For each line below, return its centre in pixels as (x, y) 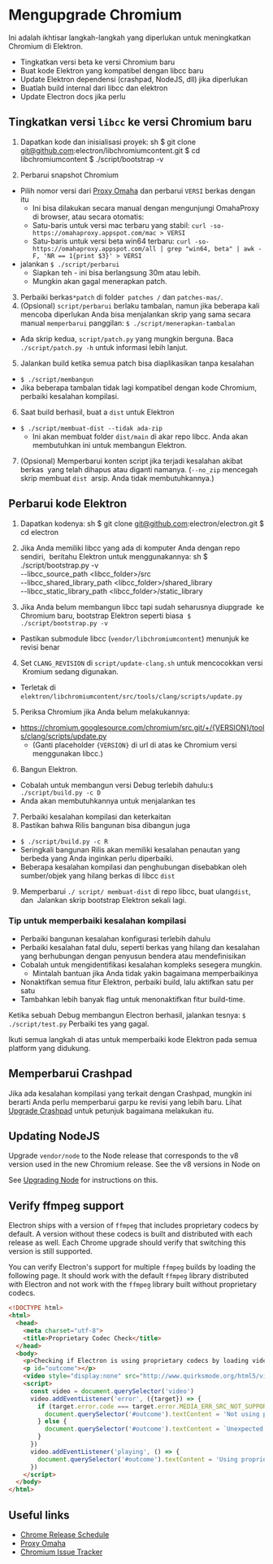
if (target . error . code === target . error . (109, 1406)
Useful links (39, 1515)
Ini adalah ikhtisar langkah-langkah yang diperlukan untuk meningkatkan (130, 37)
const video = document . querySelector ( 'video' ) (112, 1391)
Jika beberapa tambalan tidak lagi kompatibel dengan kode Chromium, (139, 388)
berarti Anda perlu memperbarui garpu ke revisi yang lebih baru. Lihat (125, 1102)
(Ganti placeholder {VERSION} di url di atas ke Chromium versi (134, 745)
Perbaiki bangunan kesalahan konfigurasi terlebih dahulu (115, 939)
